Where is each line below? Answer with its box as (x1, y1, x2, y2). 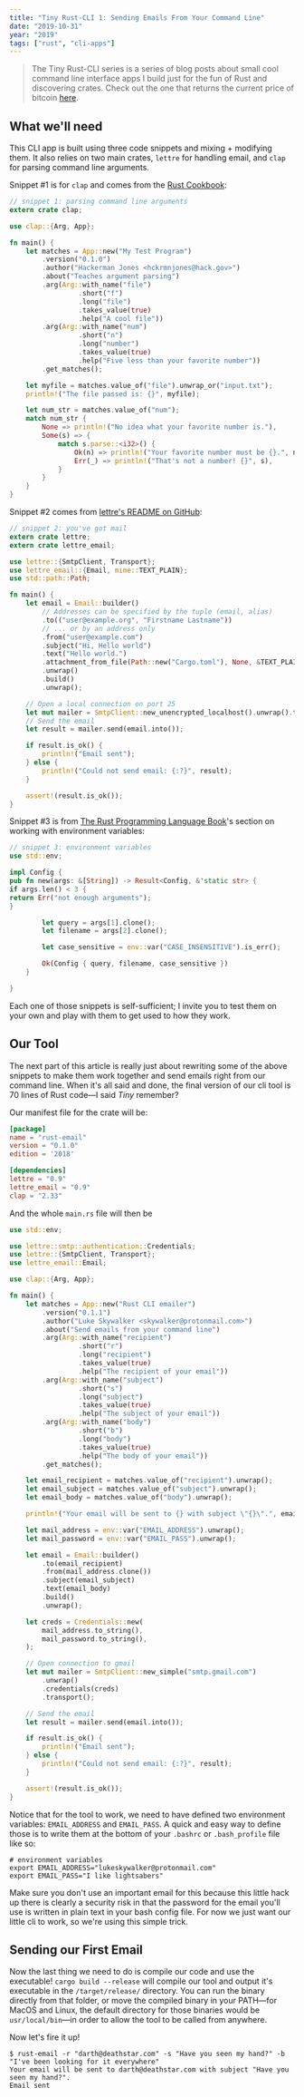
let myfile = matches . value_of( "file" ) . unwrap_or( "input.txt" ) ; (25, 381, 273, 390)
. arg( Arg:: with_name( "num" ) (42, 323, 147, 332)
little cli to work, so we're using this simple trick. (9, 1916, 188, 1927)
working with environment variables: (9, 826, 145, 837)
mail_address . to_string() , (42, 1626, 144, 1635)
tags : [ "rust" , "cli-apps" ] (9, 38, 116, 48)
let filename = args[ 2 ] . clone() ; (42, 927, 168, 936)
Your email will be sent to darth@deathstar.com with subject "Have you (9, 2065, 290, 2074)
